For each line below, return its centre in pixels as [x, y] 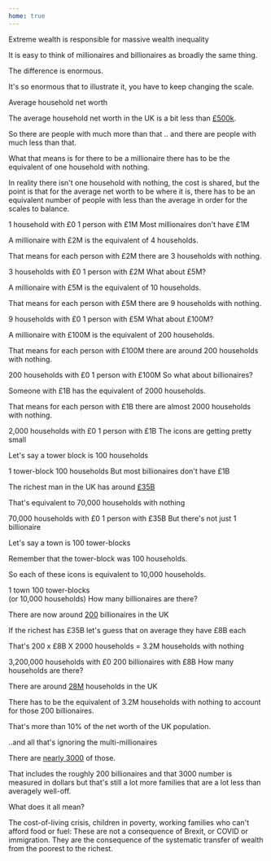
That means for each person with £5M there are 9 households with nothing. [135, 303]
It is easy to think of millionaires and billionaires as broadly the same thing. [133, 55]
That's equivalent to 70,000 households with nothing [97, 502]
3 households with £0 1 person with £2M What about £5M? [107, 271]
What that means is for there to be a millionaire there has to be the [119, 158]
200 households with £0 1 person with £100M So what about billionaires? [131, 374]
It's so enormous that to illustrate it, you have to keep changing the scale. [131, 86]
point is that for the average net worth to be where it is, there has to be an [132, 191]
